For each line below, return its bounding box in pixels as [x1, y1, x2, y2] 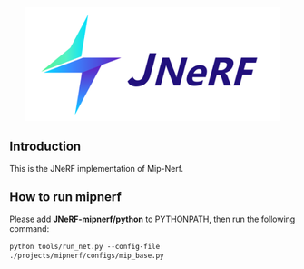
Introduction [9, 139, 82, 154]
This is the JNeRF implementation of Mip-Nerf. [9, 163, 184, 174]
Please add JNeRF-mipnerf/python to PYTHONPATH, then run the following [9, 214, 296, 224]
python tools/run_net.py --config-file [9, 242, 161, 251]
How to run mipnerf [9, 189, 123, 205]
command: [9, 223, 50, 234]
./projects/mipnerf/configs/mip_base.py [9, 251, 165, 260]
